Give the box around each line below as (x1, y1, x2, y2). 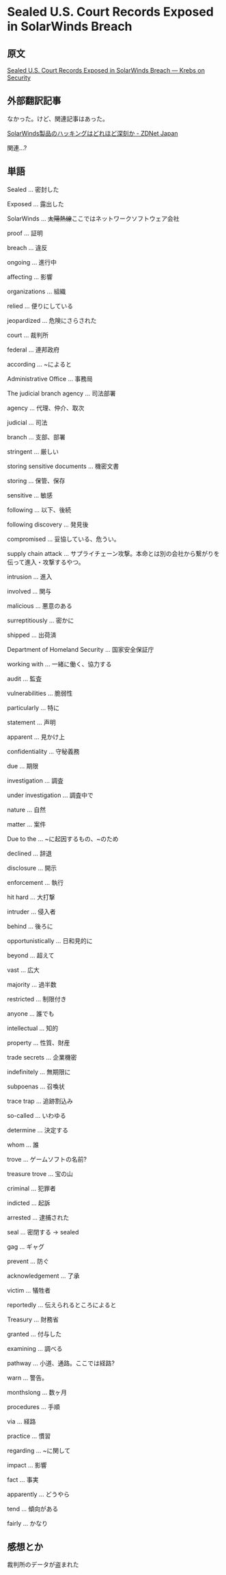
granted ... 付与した (7, 1330, 62, 1338)
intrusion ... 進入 (7, 572, 53, 581)
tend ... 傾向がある (7, 1504, 59, 1513)
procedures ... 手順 (7, 1402, 60, 1411)
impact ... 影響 (7, 1461, 47, 1469)
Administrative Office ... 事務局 (7, 374, 94, 382)
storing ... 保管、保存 (7, 476, 66, 485)
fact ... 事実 (7, 1475, 39, 1484)
